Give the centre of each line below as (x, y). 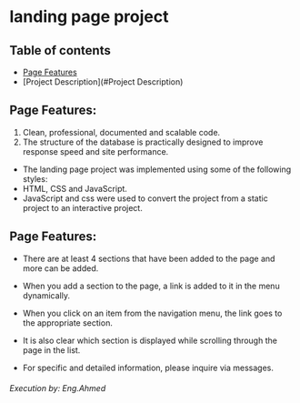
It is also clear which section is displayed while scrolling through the (150, 340)
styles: (35, 178)
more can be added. (60, 268)
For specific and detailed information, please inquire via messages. (148, 368)
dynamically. (46, 295)
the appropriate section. (68, 322)
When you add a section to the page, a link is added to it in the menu (151, 286)
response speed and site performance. (95, 151)
